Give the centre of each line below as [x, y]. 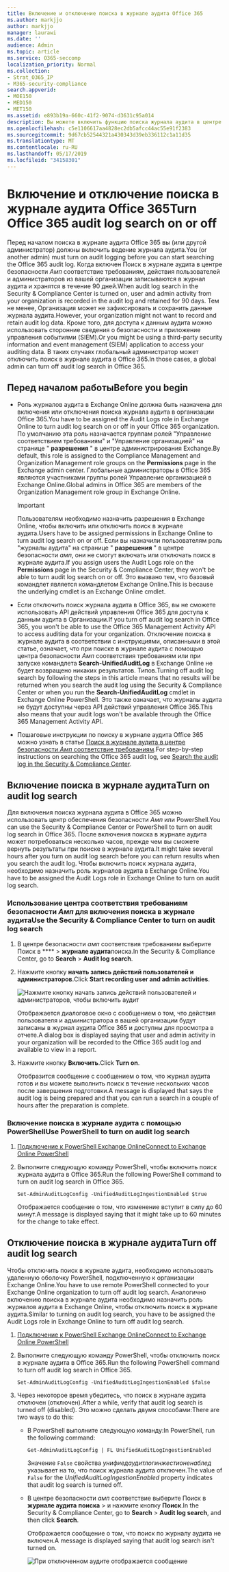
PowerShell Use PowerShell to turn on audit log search [98, 1131]
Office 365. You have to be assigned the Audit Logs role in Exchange [113, 419]
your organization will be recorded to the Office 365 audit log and [109, 1042]
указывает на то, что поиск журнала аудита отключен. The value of [125, 1470]
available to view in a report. [57, 1049]
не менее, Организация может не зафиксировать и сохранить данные [110, 308]
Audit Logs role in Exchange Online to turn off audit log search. [96, 1321]
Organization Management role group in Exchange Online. [98, 492]
